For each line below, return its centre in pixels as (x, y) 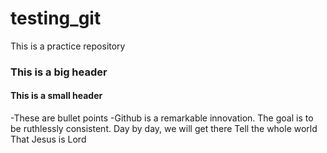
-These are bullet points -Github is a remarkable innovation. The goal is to (162, 118)
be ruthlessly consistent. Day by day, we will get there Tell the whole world (164, 129)
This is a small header (56, 96)
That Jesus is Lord (48, 139)
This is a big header (59, 72)
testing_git (56, 18)
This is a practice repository (68, 46)
